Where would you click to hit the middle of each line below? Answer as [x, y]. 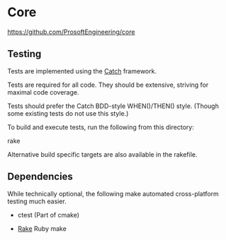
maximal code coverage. [43, 92]
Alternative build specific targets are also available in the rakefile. [102, 154]
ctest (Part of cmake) [49, 215]
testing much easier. [37, 201]
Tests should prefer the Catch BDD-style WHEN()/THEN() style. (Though [113, 106]
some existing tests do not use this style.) [68, 113]
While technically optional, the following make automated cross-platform [113, 193]
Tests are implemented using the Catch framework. [82, 71]
